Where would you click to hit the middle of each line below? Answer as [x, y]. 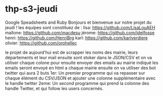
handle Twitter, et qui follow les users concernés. [54, 88]
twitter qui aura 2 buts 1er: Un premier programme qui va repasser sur [75, 73]
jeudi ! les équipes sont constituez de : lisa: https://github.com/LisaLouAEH [80, 27]
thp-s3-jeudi [31, 9]
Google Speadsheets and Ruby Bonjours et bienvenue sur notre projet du [78, 22]
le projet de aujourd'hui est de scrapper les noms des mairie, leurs [72, 52]
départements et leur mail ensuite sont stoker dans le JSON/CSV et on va [79, 57]
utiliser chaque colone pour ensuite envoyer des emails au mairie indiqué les [82, 63]
